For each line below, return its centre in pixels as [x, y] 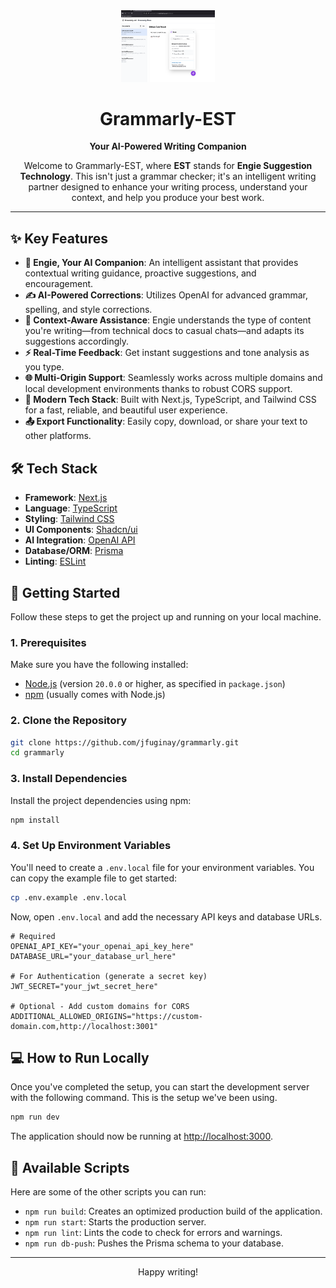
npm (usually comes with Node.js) [95, 695]
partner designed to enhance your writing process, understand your [168, 187]
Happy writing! [168, 1272]
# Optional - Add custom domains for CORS [100, 1006]
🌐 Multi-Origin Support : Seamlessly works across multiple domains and [173, 378]
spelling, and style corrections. [88, 310]
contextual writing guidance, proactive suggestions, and [140, 273]
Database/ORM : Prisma [74, 551]
